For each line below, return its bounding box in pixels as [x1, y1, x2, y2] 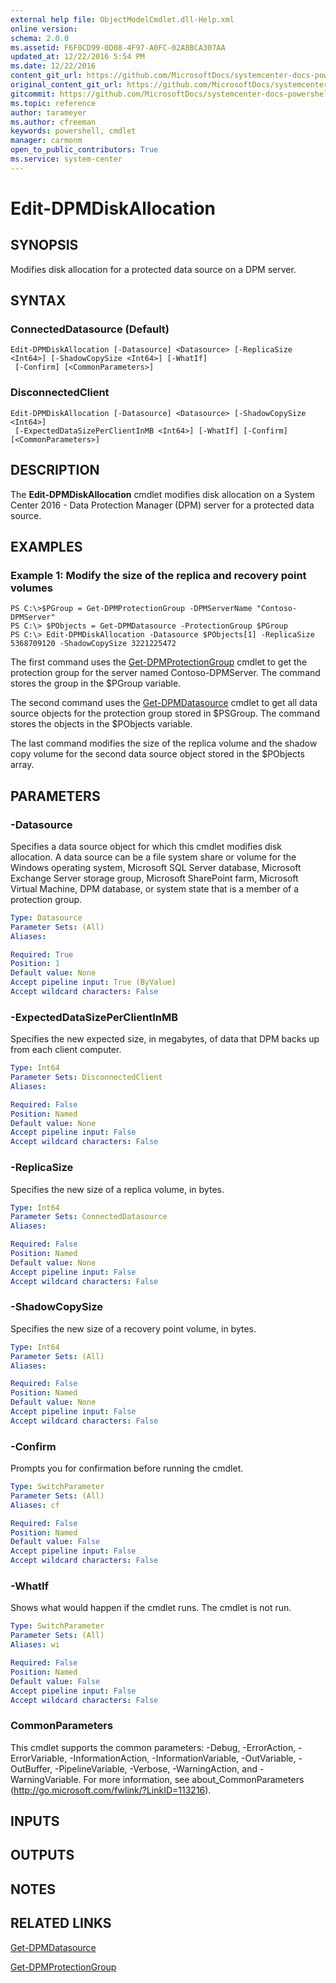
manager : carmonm [10, 136, 83, 146]
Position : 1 [10, 959, 60, 969]
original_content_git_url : [10, 80, 123, 90]
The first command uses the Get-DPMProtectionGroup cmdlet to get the [10, 656, 308, 668]
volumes [10, 581, 54, 595]
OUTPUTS [10, 1847, 75, 1864]
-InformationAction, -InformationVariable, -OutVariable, [69, 1752, 297, 1764]
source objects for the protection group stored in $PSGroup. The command [10, 707, 320, 720]
